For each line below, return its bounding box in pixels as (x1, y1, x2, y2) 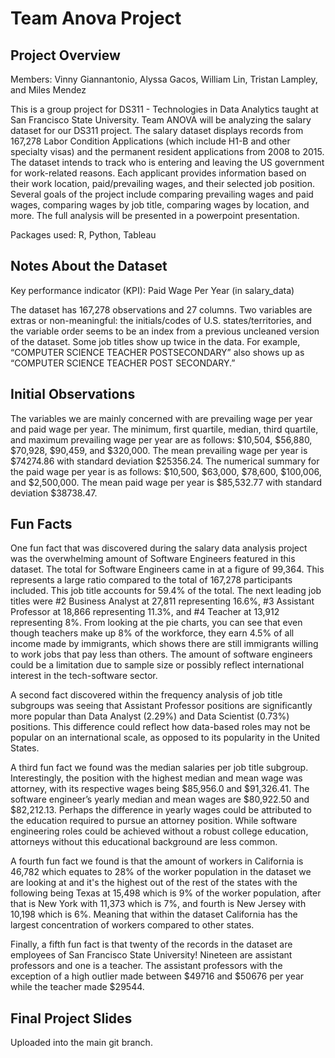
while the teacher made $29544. (10, 981, 145, 993)
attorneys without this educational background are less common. (10, 836, 278, 848)
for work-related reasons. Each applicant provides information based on (10, 167, 307, 179)
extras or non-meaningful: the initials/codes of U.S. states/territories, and (10, 314, 312, 326)
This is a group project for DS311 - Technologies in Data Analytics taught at (10, 103, 319, 115)
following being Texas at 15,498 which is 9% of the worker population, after (10, 887, 322, 899)
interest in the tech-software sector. (10, 670, 158, 682)
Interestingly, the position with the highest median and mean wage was (10, 772, 303, 784)
